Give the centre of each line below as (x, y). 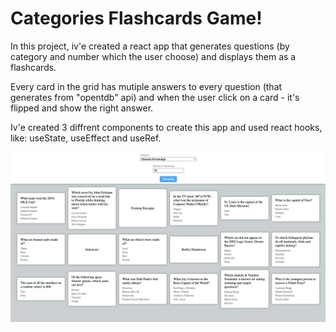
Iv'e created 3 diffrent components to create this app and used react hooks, (166, 127)
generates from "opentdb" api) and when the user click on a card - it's (155, 97)
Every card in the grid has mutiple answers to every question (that (146, 86)
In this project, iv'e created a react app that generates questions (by (150, 46)
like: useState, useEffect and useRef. (86, 138)
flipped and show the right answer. (82, 108)
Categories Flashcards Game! (136, 18)
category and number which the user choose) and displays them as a (153, 56)
